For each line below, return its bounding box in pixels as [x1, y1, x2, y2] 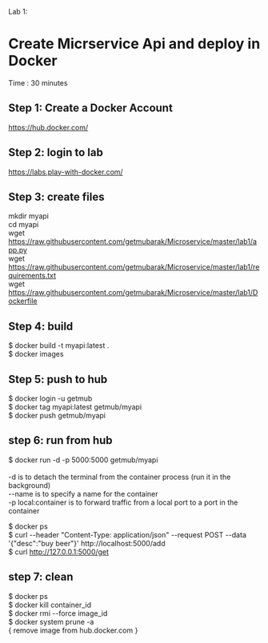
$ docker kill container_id [8, 600, 92, 609]
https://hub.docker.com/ [8, 122, 89, 132]
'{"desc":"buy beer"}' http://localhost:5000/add [8, 538, 166, 548]
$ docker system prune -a [8, 617, 94, 626]
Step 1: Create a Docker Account [8, 102, 174, 115]
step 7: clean [8, 570, 74, 584]
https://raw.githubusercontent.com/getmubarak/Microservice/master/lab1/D [8, 288, 258, 298]
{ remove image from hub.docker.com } [8, 625, 138, 635]
